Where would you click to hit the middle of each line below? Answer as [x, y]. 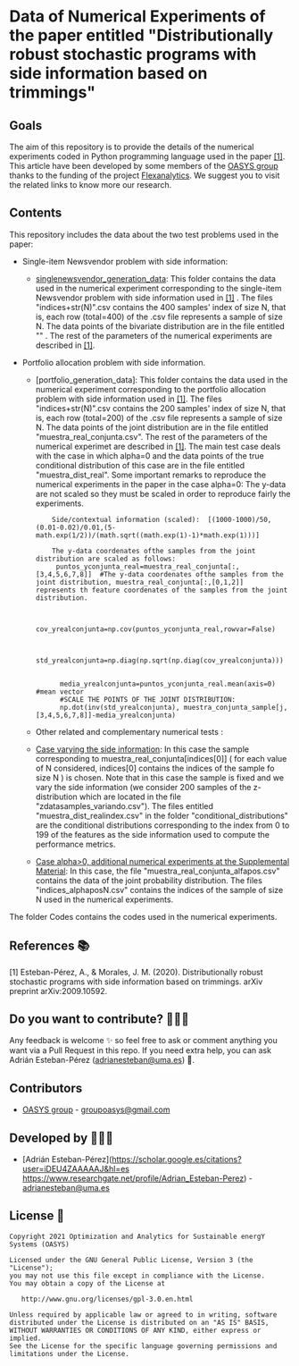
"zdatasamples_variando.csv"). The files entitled [125, 805]
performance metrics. [75, 844]
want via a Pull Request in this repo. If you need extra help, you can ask [141, 1050]
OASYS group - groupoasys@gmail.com [96, 1109]
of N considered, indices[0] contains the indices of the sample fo [155, 768]
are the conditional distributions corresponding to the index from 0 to [162, 825]
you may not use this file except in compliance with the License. [137, 1276]
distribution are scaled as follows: [106, 559]
